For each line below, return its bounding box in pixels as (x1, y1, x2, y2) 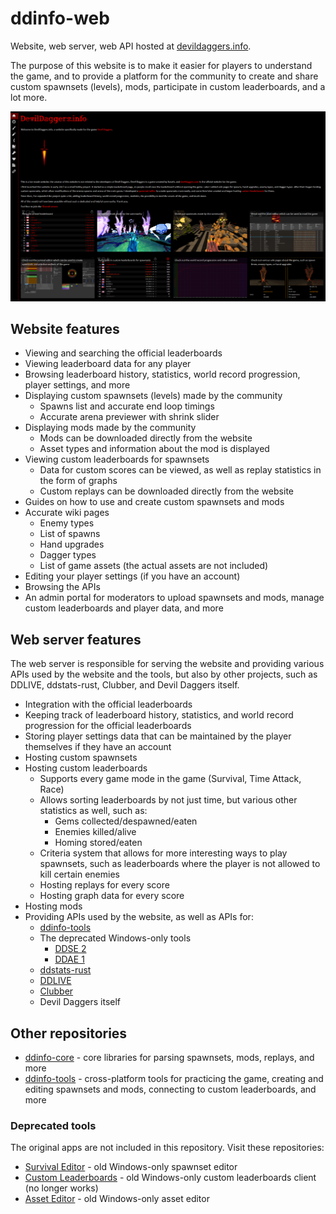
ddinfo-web (10, 7, 110, 30)
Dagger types (39, 549, 97, 561)
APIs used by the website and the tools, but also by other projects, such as (10, 668, 318, 681)
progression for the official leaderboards (24, 720, 192, 732)
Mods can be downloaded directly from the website (39, 432, 253, 444)
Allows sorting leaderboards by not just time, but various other (39, 794, 298, 806)
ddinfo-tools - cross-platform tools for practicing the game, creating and (24, 1073, 324, 1085)
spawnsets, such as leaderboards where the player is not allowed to (39, 858, 321, 870)
